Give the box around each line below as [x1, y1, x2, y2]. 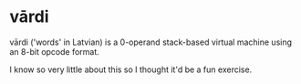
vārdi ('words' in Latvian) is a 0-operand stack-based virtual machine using [9, 37, 293, 47]
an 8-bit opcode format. [9, 46, 100, 57]
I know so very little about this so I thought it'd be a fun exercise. [9, 64, 253, 75]
